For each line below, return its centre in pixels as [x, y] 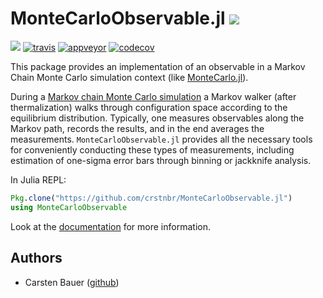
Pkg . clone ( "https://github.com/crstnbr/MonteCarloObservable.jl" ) [151, 198]
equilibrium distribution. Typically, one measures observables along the [157, 118]
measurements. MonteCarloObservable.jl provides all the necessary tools [161, 139]
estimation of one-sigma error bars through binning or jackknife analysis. [161, 160]
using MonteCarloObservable [69, 207]
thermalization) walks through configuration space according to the [149, 107]
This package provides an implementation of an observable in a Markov [158, 66]
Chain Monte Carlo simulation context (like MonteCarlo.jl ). [129, 77]
